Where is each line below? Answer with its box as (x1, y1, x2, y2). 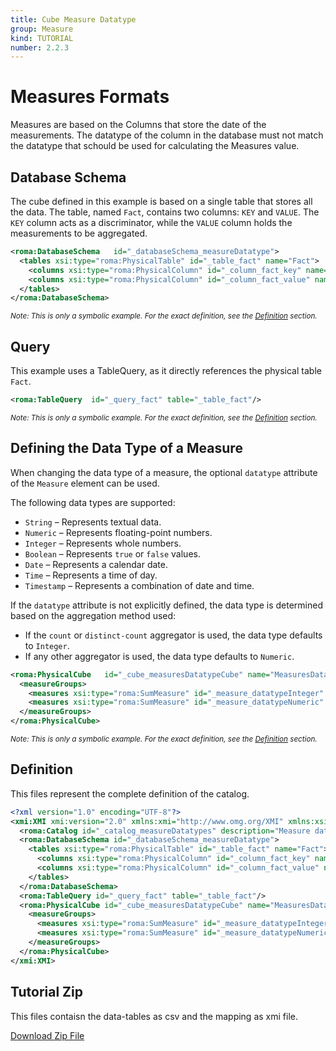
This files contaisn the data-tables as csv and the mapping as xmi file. (10, 1010, 298, 1022)
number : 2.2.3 (10, 42, 70, 53)
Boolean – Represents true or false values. (24, 547, 201, 560)
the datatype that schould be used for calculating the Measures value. (10, 140, 300, 152)
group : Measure (10, 24, 74, 34)
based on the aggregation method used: (10, 609, 177, 621)
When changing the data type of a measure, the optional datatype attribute (10, 466, 318, 478)
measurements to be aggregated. (10, 227, 148, 239)
